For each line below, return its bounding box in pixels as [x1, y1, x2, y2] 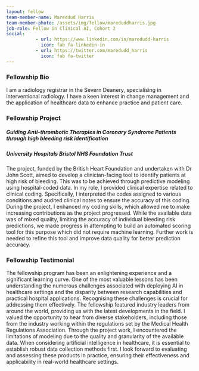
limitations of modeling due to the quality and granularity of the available [6, 333, 184, 340]
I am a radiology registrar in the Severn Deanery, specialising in [6, 86, 162, 93]
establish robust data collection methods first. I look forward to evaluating [6, 345, 187, 353]
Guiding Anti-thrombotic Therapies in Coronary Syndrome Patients [6, 129, 177, 136]
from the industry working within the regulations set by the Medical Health [6, 320, 189, 327]
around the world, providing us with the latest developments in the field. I [6, 308, 186, 315]
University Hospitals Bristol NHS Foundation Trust [6, 150, 133, 157]
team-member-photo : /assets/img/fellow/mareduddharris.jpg [6, 20, 156, 26]
